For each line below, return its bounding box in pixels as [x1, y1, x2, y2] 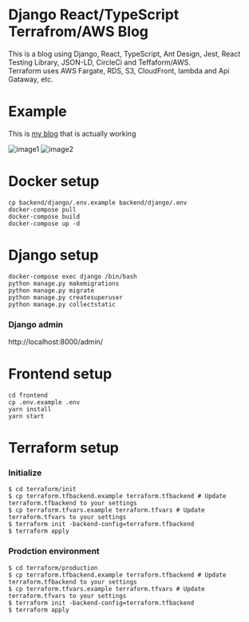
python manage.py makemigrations [8, 279, 120, 287]
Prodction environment [8, 545, 100, 557]
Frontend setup [8, 365, 113, 383]
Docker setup [8, 172, 100, 191]
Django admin [8, 319, 64, 330]
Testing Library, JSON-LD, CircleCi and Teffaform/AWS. [8, 57, 192, 67]
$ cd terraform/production [8, 564, 98, 572]
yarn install [8, 405, 52, 413]
